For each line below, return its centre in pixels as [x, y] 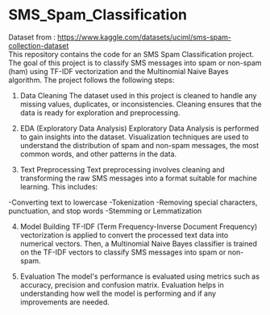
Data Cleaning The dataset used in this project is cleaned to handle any [138, 95]
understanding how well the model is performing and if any [118, 293]
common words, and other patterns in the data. [98, 154]
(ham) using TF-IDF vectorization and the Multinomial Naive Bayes [118, 71]
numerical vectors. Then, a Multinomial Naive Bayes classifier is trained [139, 243]
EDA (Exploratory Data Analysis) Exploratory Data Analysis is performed [139, 128]
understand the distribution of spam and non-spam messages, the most [139, 145]
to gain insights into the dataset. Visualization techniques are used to [134, 137]
